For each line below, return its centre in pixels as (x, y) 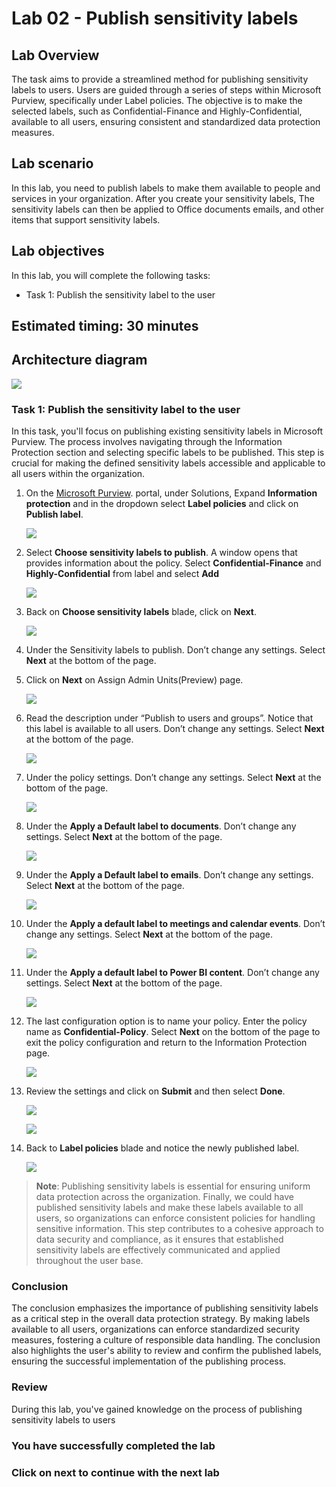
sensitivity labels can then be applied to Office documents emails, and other (168, 209)
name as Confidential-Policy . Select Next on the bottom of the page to (173, 1032)
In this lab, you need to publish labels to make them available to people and (166, 188)
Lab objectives (58, 251)
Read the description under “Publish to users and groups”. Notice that (169, 718)
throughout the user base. (89, 1261)
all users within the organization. (78, 474)
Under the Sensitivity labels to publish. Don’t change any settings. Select (175, 650)
